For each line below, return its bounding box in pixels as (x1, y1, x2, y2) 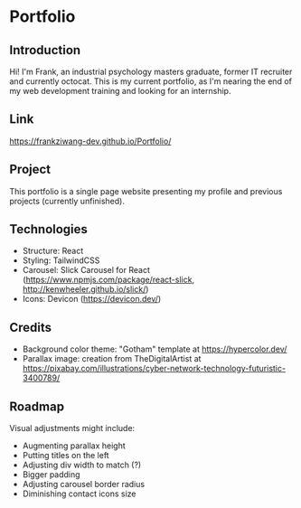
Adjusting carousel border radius (22, 479, 146, 490)
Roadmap (9, 399, 65, 414)
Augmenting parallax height (22, 440, 126, 451)
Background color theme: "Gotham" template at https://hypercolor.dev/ (22, 343, 287, 354)
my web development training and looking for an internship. (9, 86, 231, 96)
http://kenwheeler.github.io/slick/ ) (22, 284, 149, 295)
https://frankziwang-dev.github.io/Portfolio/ (9, 136, 172, 146)
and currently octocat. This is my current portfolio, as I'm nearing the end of (9, 76, 292, 87)
